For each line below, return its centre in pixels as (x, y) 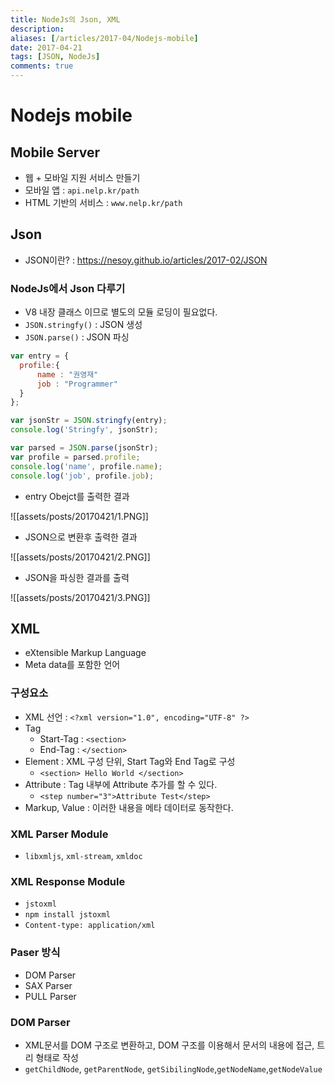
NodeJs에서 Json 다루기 (68, 288)
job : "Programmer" (77, 384)
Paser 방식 (35, 953)
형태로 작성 (57, 1057)
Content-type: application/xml (90, 926)
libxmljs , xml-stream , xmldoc (83, 856)
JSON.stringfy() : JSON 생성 (83, 325)
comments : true (42, 66)
